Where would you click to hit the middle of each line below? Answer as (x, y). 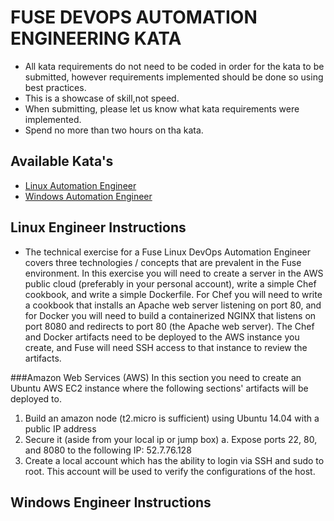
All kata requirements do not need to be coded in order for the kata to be (174, 66)
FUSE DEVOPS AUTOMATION (134, 17)
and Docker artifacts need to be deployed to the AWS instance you (162, 337)
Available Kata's (62, 161)
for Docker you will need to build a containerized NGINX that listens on (170, 315)
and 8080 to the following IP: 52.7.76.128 (108, 450)
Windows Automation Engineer (88, 196)
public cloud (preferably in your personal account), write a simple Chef (170, 283)
